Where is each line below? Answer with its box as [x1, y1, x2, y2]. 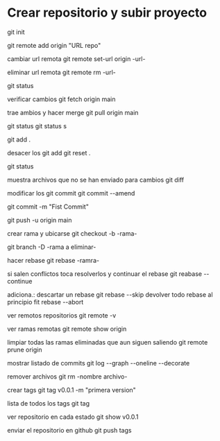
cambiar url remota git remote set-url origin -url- [7, 54, 146, 63]
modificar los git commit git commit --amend [7, 189, 135, 197]
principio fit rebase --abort [7, 297, 84, 306]
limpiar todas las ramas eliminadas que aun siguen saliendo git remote [7, 338, 208, 346]
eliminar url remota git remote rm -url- [7, 68, 116, 76]
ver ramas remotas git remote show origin [7, 325, 127, 333]
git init [7, 28, 26, 36]
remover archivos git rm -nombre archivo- [7, 372, 128, 381]
